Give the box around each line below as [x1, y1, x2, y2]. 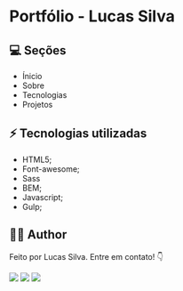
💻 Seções [9, 43, 67, 58]
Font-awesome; [21, 163, 80, 174]
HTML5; [21, 154, 52, 165]
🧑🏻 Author [9, 227, 68, 242]
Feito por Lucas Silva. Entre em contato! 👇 [9, 251, 164, 262]
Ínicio [21, 71, 43, 81]
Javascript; [21, 191, 64, 202]
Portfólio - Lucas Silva [9, 6, 175, 27]
